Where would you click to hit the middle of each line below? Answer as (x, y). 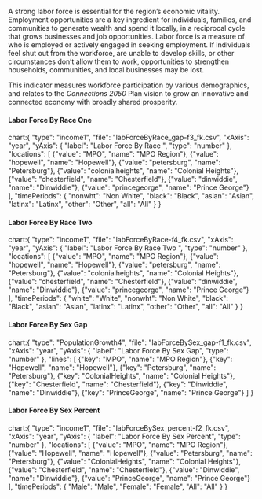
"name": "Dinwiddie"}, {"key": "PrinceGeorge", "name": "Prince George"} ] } (131, 392)
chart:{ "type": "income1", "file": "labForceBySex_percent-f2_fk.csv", (119, 427)
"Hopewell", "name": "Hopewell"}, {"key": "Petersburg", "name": (112, 367)
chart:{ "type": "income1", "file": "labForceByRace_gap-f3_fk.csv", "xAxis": (129, 138)
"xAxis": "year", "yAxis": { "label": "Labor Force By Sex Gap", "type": (118, 350)
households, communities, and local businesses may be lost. (106, 70)
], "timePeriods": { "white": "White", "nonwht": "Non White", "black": (118, 298)
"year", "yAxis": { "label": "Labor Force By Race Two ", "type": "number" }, (128, 248)
